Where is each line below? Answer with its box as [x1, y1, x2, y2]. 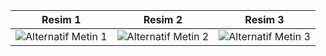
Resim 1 [41, 13, 82, 26]
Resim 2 [143, 13, 183, 26]
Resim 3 [244, 13, 285, 26]
